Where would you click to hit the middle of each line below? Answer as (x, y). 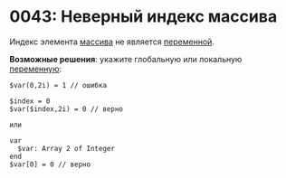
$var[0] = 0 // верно (50, 164)
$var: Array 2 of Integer (67, 148)
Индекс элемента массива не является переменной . (112, 42)
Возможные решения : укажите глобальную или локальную (126, 59)
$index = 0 (30, 101)
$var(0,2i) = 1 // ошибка (58, 85)
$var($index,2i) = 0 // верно (67, 109)
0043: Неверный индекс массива (143, 17)
